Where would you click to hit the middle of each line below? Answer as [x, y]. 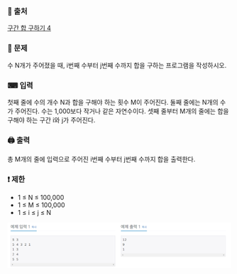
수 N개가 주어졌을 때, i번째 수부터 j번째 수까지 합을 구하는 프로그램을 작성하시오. [117, 65]
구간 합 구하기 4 [29, 28]
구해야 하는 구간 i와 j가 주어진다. [51, 120]
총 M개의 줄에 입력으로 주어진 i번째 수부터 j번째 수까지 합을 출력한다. [101, 159]
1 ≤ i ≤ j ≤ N [34, 213]
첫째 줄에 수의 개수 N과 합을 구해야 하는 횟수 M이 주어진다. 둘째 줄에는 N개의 [113, 102]
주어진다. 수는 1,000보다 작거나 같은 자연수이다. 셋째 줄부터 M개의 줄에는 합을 [122, 111]
